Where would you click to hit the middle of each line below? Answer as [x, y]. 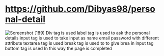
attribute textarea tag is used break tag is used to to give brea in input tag [79, 43]
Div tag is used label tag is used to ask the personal [98, 33]
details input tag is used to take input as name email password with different [82, 38]
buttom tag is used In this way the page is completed [58, 48]
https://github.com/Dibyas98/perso [80, 9]
